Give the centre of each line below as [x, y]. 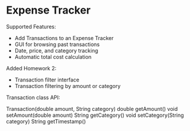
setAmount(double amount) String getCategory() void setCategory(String [95, 115]
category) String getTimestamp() [46, 121]
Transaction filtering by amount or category [68, 86]
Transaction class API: [33, 97]
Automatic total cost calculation [53, 57]
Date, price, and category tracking [56, 50]
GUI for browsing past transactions [57, 44]
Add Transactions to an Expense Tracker [64, 38]
